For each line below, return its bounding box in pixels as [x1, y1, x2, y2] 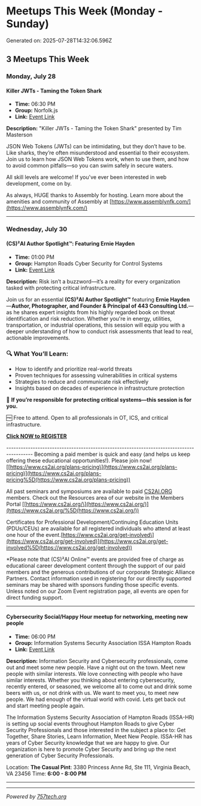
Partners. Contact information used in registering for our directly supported [6, 575, 191, 582]
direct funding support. [6, 593, 63, 601]
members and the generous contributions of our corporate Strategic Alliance [6, 568, 195, 575]
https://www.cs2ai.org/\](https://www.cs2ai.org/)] [26, 500, 149, 508]
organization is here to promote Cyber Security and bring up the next [6, 746, 176, 753]
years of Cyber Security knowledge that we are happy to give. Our [6, 739, 170, 747]
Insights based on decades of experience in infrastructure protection [14, 384, 185, 392]
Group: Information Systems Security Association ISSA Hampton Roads [14, 640, 191, 647]
